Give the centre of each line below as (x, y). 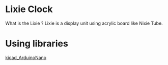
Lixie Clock (29, 9)
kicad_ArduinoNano (26, 57)
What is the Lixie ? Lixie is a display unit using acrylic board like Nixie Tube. (84, 23)
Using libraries (37, 44)
